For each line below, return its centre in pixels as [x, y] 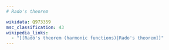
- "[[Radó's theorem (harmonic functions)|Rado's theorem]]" [88, 38]
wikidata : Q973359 [28, 22]
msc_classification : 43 [35, 27]
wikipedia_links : [27, 33]
